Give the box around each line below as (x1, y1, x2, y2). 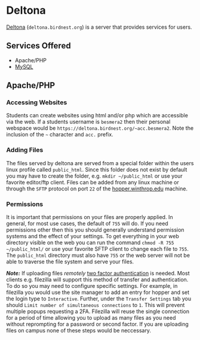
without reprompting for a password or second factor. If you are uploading (6, 321, 189, 328)
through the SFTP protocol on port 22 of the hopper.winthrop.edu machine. (6, 185, 188, 192)
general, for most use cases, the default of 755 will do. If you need (6, 220, 168, 227)
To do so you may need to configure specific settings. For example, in (6, 283, 178, 290)
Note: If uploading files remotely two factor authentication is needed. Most (6, 270, 190, 277)
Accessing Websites (6, 98, 67, 107)
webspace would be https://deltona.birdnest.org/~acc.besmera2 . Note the (6, 125, 194, 132)
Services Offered (6, 41, 71, 51)
